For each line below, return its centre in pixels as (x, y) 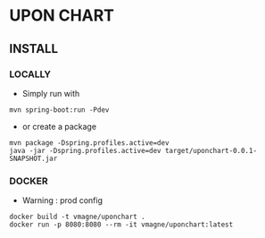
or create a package (59, 126)
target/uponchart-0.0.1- (211, 150)
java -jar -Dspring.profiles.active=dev (86, 150)
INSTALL (34, 49)
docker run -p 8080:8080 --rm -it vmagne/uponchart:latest (121, 225)
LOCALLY (30, 74)
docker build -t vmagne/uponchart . (77, 217)
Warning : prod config (62, 200)
